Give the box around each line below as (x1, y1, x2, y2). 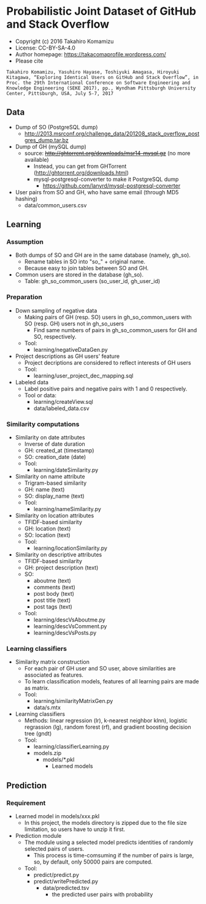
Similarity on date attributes (15, 434, 85, 441)
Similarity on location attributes (15, 512, 94, 519)
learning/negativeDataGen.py (33, 346, 109, 353)
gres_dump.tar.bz (24, 136, 69, 143)
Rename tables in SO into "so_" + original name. (24, 258, 146, 265)
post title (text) (33, 596, 71, 604)
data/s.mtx (33, 704, 61, 712)
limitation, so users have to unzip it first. (24, 826, 126, 833)
